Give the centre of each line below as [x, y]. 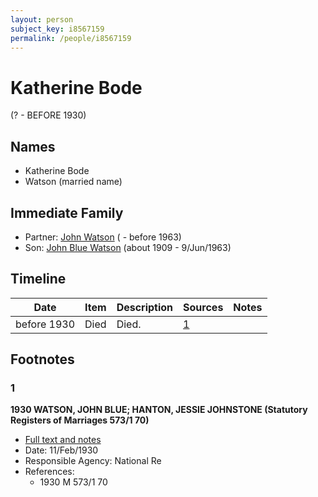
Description [145, 307]
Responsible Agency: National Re [93, 461]
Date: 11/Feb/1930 [61, 450]
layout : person [42, 19]
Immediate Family [67, 212]
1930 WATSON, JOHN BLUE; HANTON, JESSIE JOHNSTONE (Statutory [159, 410]
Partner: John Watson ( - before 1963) [103, 237]
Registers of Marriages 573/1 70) [80, 420]
